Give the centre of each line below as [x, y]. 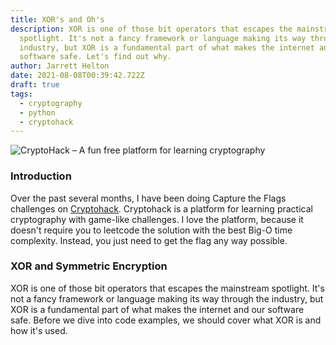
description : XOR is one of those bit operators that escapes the [151, 29]
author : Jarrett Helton [60, 66]
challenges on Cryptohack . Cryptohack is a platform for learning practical [161, 208]
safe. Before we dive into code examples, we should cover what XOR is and [166, 320]
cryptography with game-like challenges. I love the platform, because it [157, 219]
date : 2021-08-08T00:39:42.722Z [77, 76]
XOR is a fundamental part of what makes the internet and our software [157, 309]
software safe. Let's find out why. [95, 57]
